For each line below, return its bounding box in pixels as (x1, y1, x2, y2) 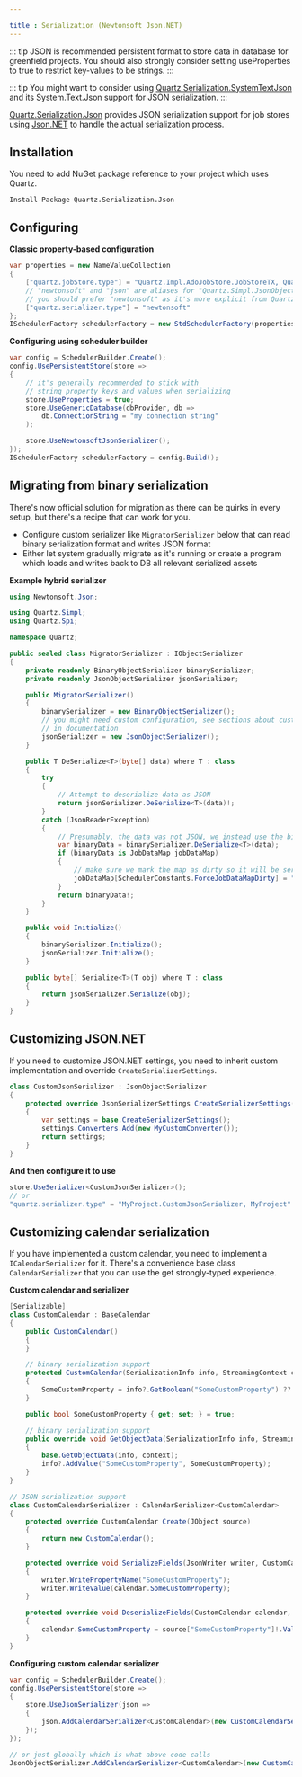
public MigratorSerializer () (25, 690, 135, 699)
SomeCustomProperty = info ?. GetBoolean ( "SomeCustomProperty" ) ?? (41, 1385, 292, 1394)
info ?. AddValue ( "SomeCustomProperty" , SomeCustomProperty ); (41, 1460, 271, 1469)
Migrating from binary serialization (9, 478, 209, 493)
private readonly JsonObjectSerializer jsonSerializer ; (25, 674, 240, 683)
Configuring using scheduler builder (9, 336, 148, 347)
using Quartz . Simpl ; (9, 609, 87, 618)
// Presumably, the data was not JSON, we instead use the (57, 832, 283, 841)
